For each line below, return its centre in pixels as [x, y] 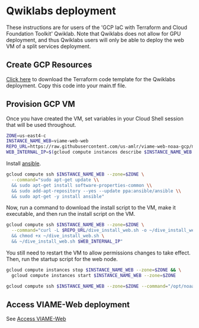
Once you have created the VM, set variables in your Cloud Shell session [95, 118]
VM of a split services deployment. [49, 46]
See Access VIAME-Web [36, 319]
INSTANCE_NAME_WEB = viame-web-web [47, 141]
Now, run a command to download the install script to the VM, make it [91, 208]
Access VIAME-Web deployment [68, 305]
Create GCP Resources [49, 65]
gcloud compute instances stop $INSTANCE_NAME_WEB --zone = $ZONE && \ [94, 270]
